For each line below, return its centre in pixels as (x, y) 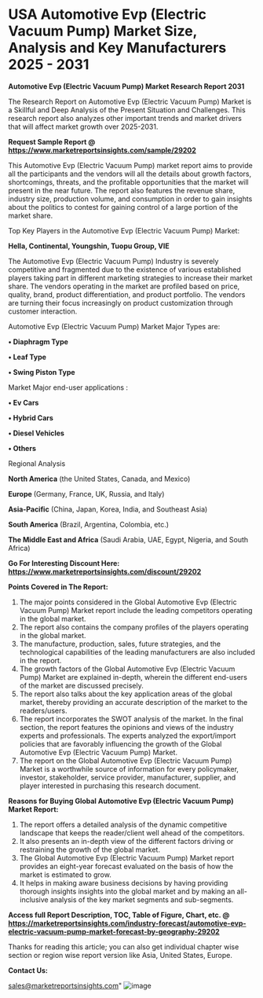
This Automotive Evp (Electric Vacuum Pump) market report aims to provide (130, 165)
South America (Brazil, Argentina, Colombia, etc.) (89, 524)
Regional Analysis (37, 463)
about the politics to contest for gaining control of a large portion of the (123, 207)
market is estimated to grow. (65, 875)
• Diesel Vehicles (37, 433)
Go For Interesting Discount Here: (64, 563)
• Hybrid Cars (31, 417)
